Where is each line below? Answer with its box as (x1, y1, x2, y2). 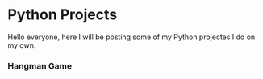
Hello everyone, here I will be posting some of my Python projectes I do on (7, 32, 256, 41)
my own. (7, 40, 36, 49)
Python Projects (7, 6, 118, 24)
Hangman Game (7, 60, 73, 71)
